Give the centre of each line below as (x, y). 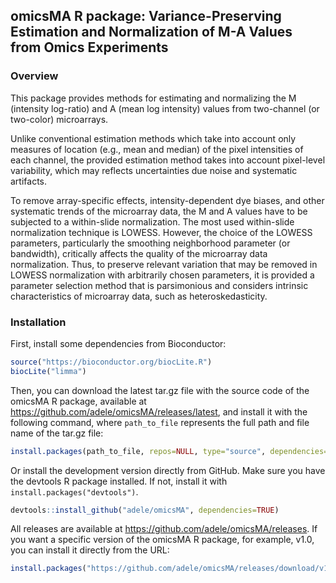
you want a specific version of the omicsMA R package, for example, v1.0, (162, 540)
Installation (38, 322)
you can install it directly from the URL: (90, 550)
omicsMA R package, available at (78, 401)
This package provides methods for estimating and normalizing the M (153, 98)
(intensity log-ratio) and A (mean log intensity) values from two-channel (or (165, 108)
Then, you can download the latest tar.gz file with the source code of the (160, 390)
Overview (34, 76)
